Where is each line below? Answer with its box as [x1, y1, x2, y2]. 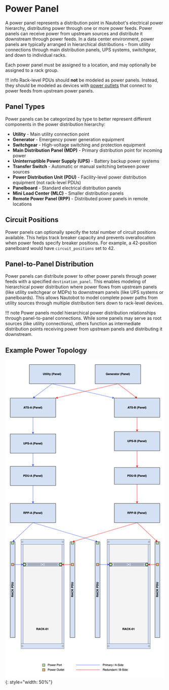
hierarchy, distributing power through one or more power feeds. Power [5, 25, 153, 31]
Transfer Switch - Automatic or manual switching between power [12, 163, 150, 169]
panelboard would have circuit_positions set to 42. [5, 245, 115, 251]
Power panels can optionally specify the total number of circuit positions [5, 229, 156, 235]
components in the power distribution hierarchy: [5, 121, 106, 127]
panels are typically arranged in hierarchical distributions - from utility [5, 41, 151, 47]
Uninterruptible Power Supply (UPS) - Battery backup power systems [12, 158, 159, 164]
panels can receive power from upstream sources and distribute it [5, 30, 143, 36]
